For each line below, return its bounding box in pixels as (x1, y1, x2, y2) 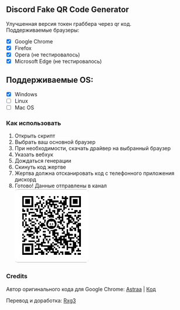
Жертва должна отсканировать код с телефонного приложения (14, 170, 175, 177)
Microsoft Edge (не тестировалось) (14, 58, 102, 65)
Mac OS (14, 104, 34, 111)
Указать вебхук (14, 151, 54, 158)
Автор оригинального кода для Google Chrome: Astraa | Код (6, 285, 157, 292)
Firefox (14, 44, 32, 52)
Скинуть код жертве (14, 164, 66, 171)
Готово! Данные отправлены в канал (14, 182, 107, 190)
